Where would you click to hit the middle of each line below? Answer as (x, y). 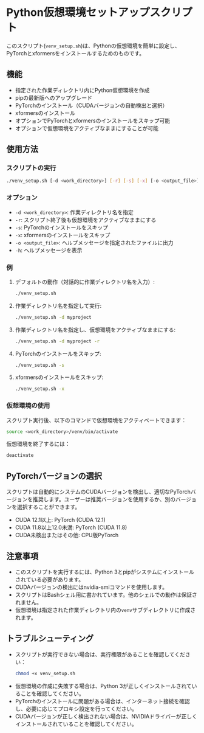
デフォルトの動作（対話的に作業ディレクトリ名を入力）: (85, 282)
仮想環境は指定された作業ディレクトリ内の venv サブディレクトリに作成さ (105, 610)
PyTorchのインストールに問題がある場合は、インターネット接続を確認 (102, 701)
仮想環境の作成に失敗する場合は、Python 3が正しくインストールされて (104, 686)
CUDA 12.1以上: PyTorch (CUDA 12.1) (60, 520)
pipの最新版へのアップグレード (54, 97)
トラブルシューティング (50, 638)
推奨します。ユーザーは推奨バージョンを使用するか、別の (104, 499)
